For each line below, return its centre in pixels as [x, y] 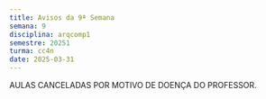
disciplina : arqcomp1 [50, 34]
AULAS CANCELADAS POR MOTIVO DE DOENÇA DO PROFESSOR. [133, 85]
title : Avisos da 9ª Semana [62, 18]
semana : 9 [28, 26]
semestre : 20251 [40, 43]
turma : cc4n [32, 51]
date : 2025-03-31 [42, 59]
